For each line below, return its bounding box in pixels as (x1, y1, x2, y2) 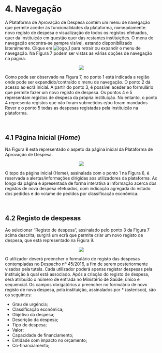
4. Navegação (5, 3, 62, 15)
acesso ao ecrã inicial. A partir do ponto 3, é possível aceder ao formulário (5, 84, 154, 90)
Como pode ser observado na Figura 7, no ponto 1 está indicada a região (5, 74, 150, 80)
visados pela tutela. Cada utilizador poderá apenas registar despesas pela (5, 266, 153, 272)
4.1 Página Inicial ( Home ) (5, 133, 81, 142)
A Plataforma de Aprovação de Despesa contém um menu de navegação (5, 19, 150, 25)
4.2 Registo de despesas (5, 214, 81, 223)
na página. (5, 55, 26, 61)
